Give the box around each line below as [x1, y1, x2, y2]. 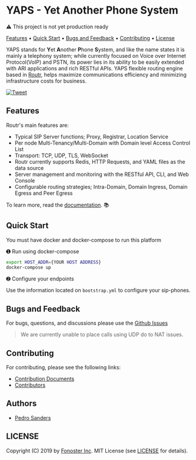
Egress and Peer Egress [14, 190, 73, 197]
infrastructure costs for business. [6, 77, 87, 84]
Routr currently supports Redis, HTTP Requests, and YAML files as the [14, 158, 185, 165]
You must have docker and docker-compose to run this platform [6, 236, 162, 243]
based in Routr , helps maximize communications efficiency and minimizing [6, 71, 187, 78]
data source [14, 164, 44, 171]
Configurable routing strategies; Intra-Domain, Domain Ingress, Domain [14, 183, 188, 190]
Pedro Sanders [14, 414, 51, 421]
